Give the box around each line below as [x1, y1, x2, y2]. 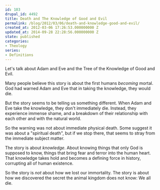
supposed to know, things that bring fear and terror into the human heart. [5, 150, 151, 156]
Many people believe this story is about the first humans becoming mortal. [5, 80, 154, 86]
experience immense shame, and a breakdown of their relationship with [5, 111, 148, 116]
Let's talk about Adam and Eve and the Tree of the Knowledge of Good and [5, 66, 155, 72]
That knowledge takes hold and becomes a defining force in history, [5, 155, 141, 161]
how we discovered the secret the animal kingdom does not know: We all [5, 175, 151, 181]
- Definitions [5, 52, 34, 57]
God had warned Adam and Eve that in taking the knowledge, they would [5, 86, 151, 92]
